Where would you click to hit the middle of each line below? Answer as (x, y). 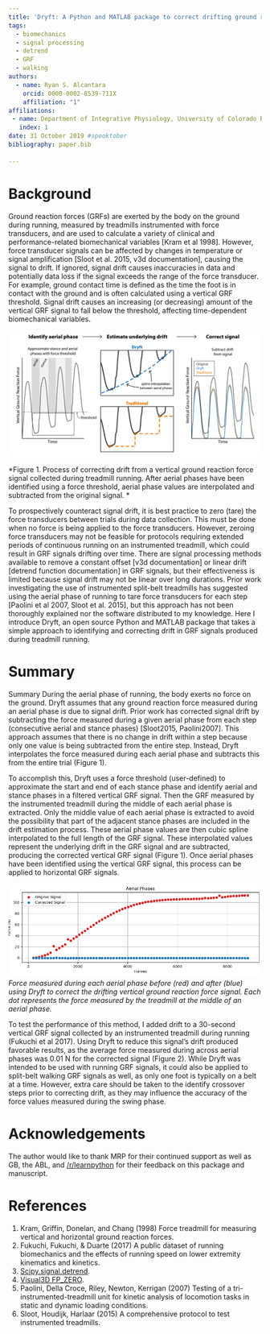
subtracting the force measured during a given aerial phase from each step (133, 720)
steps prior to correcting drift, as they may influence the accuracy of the (128, 1093)
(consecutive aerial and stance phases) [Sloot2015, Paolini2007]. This (124, 728)
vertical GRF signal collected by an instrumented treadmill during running (129, 1033)
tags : (17, 25)
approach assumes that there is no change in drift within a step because (128, 737)
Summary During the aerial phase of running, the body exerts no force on (130, 694)
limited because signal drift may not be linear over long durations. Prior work (135, 579)
